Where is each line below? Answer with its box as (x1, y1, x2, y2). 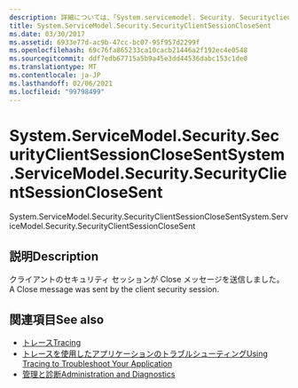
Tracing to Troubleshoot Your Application (21, 359, 173, 369)
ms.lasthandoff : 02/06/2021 (9, 79, 114, 88)
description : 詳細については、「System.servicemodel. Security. (9, 12, 237, 22)
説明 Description (9, 249, 99, 264)
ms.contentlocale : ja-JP (9, 71, 101, 80)
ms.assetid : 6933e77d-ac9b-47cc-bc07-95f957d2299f (9, 37, 200, 47)
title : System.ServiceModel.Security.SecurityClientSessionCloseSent (9, 21, 272, 30)
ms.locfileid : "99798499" (9, 87, 105, 96)
